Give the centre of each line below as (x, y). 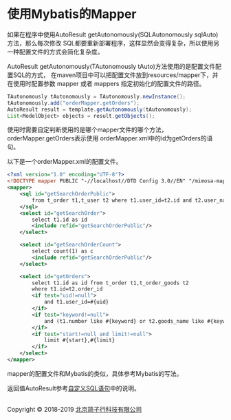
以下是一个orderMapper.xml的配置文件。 (65, 162)
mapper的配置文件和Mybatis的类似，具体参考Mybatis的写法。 (95, 373)
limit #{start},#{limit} (79, 340)
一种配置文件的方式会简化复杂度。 (55, 52)
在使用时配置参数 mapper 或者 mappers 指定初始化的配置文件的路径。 (106, 83)
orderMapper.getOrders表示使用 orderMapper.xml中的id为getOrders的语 (110, 138)
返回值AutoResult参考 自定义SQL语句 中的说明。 (74, 388)
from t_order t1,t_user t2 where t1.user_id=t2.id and (112, 200)
